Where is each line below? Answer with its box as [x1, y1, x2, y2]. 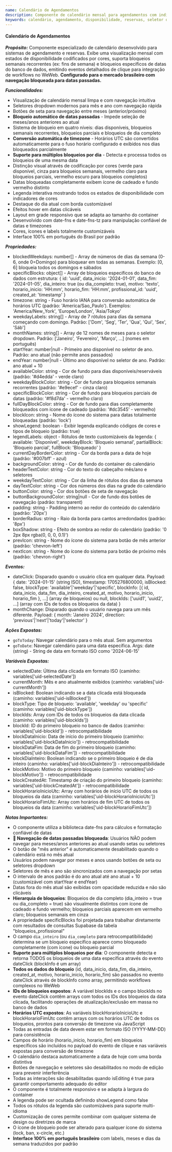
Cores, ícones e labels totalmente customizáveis [12, 228, 115, 234]
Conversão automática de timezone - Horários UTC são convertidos [12, 135, 159, 141]
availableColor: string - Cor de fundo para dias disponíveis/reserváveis [12, 368, 162, 374]
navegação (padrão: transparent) [12, 499, 83, 505]
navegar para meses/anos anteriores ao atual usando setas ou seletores [12, 840, 165, 846]
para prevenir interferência [12, 1069, 69, 1076]
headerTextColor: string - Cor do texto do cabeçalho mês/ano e [12, 466, 147, 473]
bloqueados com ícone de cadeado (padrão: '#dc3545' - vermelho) [12, 406, 156, 412]
